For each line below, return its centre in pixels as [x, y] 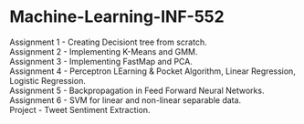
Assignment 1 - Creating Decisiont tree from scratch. [108, 42]
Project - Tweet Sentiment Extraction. [80, 109]
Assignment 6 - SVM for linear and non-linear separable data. [126, 100]
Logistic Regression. [48, 80]
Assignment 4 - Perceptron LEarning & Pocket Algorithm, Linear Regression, [153, 71]
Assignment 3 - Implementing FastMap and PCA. [101, 61]
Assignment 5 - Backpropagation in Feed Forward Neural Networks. [137, 90]
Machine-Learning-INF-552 [117, 17]
